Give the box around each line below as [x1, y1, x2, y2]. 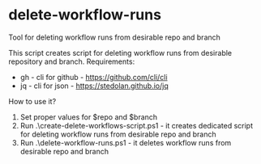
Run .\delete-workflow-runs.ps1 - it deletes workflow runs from [19, 137, 232, 147]
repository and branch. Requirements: [8, 57, 135, 66]
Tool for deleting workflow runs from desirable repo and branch [8, 32, 221, 42]
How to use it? [8, 96, 57, 106]
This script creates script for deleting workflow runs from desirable [8, 48, 233, 57]
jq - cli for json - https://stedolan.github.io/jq [19, 81, 169, 90]
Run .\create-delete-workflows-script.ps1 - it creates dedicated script [19, 120, 254, 130]
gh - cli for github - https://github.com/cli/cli [19, 72, 168, 82]
